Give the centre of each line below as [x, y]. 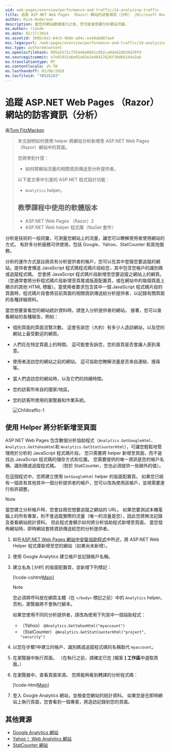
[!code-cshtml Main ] [33, 577]
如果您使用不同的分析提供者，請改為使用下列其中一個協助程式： [79, 615]
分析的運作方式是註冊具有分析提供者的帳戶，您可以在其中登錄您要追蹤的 [80, 261]
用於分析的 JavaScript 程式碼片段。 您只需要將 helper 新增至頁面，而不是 [86, 453]
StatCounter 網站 [30, 745]
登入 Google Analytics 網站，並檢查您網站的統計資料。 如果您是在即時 [85, 696]
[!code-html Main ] [31, 685]
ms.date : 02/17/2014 [27, 33]
